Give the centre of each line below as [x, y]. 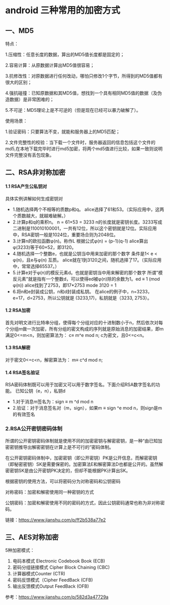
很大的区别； [18, 82]
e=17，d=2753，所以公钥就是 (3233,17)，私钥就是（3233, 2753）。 [82, 298]
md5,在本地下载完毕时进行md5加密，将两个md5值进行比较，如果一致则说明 [84, 149]
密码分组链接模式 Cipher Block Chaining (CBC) [61, 568]
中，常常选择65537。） [36, 266]
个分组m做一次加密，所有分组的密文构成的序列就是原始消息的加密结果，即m [84, 329]
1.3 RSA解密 [18, 348]
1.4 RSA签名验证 [23, 372]
